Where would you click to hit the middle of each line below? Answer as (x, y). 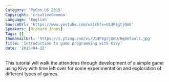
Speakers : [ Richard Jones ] (34, 29)
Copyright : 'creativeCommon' (36, 15)
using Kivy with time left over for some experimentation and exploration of (83, 68)
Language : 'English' (27, 19)
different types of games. (32, 74)
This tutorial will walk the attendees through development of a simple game (84, 63)
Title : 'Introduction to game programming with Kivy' (64, 44)
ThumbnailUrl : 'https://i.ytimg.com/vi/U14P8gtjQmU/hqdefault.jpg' (79, 39)
